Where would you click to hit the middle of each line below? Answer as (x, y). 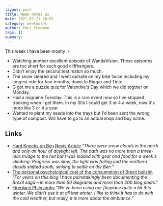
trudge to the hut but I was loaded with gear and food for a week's (89, 156)
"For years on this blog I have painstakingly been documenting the (80, 177)
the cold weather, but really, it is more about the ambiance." (73, 198)
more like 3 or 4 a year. (35, 108)
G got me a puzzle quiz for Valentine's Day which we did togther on (80, 87)
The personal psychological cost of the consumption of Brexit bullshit (82, 172)
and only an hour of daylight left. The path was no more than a (76, 151)
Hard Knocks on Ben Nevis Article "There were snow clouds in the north (85, 145)
